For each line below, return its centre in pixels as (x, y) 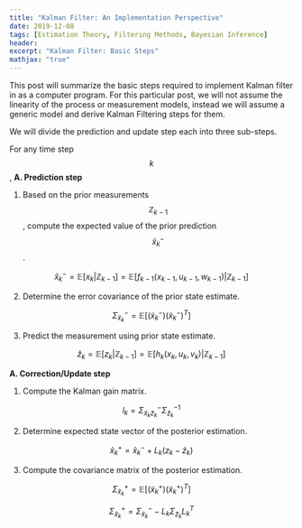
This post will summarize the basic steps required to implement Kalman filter (151, 85)
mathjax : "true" (40, 60)
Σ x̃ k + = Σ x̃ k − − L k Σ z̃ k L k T (151, 512)
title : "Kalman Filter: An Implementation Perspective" (116, 18)
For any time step (41, 149)
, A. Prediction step (46, 177)
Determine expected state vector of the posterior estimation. (135, 431)
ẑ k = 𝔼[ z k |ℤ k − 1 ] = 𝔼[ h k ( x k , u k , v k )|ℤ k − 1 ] (151, 355)
